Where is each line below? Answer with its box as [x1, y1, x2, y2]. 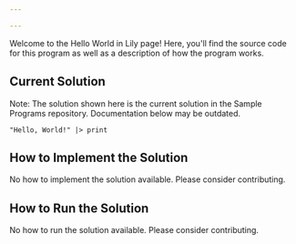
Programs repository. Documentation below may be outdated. [9, 107, 241, 118]
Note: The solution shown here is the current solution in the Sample [9, 97, 262, 109]
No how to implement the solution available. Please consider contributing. [9, 174, 286, 185]
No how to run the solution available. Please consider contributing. [9, 225, 260, 236]
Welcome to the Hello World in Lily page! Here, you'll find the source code [9, 37, 287, 48]
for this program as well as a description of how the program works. [9, 47, 264, 58]
